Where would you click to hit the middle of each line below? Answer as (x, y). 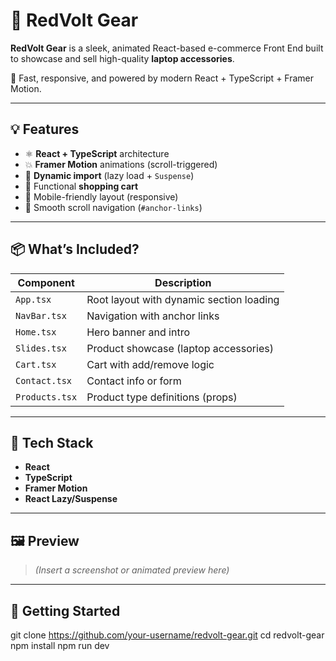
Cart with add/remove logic (150, 364)
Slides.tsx (41, 348)
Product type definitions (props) (162, 397)
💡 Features (45, 129)
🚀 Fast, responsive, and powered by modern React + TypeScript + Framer (162, 78)
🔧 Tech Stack (52, 442)
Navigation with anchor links (153, 316)
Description (183, 282)
